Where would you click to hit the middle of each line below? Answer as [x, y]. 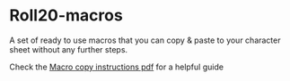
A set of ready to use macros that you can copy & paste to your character [145, 40]
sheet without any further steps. [69, 49]
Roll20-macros [66, 16]
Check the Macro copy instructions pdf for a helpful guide [117, 67]
